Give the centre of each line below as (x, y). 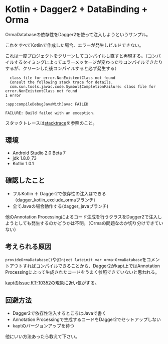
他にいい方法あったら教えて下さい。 (43, 336)
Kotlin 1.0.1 (23, 163)
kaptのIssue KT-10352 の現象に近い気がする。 (52, 283)
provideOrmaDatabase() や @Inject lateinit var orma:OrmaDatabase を (76, 260)
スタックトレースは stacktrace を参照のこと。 (51, 123)
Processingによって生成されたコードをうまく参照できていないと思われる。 (82, 272)
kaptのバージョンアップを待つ (43, 326)
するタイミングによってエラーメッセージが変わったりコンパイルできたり (88, 62)
